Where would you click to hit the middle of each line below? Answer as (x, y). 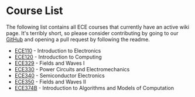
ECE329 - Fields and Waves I (49, 63)
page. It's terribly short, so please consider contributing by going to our (92, 33)
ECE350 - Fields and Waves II (50, 82)
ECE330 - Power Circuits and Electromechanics (72, 69)
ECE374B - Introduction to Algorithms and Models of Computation (94, 88)
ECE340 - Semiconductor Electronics (60, 75)
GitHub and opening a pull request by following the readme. (78, 39)
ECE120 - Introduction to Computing (58, 57)
